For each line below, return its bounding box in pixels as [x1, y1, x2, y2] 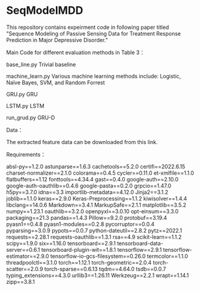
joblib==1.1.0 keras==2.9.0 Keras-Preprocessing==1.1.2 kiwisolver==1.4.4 [6, 195, 187, 202]
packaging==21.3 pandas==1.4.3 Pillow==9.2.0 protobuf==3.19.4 [6, 214, 167, 221]
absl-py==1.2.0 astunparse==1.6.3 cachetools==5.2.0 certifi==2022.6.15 [6, 163, 186, 170]
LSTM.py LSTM [6, 102, 45, 109]
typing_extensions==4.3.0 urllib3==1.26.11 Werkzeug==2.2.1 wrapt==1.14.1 [6, 272, 189, 279]
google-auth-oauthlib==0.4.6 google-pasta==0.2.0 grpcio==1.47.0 [6, 182, 172, 189]
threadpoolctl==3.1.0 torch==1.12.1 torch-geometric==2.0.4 [6, 258, 152, 266]
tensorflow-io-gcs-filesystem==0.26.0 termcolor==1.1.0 [50, 252, 188, 260]
